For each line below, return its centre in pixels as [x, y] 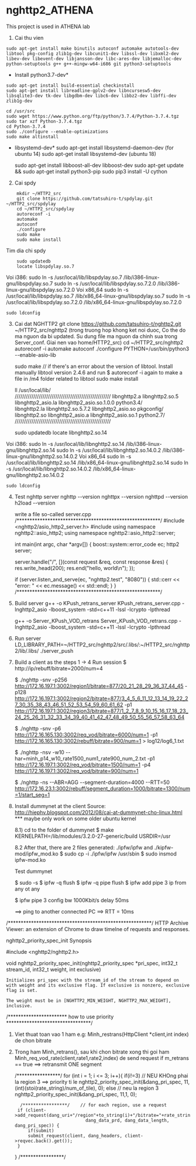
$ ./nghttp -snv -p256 [41, 680]
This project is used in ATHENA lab [48, 26]
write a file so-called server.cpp [53, 514]
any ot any [27, 889]
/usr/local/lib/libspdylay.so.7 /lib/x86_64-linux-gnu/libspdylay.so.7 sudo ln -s [98, 296]
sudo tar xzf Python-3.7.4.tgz [44, 121]
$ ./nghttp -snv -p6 [38, 728]
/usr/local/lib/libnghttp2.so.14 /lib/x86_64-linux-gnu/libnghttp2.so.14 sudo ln [97, 462]
